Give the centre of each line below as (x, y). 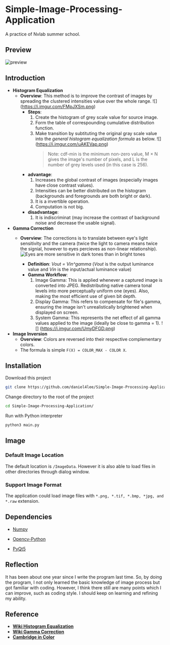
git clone (16, 387)
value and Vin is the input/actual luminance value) (79, 269)
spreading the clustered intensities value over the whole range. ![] (89, 101)
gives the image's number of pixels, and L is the (98, 159)
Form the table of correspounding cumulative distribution (95, 122)
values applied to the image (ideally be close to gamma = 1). (98, 323)
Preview (18, 50)
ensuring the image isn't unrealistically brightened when (94, 307)
